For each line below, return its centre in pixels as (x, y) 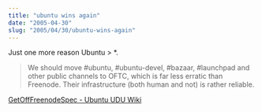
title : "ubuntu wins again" (54, 15)
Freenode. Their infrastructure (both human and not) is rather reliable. (141, 84)
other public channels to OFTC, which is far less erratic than (125, 77)
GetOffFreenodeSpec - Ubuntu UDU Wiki (75, 100)
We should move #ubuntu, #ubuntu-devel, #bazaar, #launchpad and (138, 68)
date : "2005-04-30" (40, 23)
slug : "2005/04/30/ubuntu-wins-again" (72, 30)
